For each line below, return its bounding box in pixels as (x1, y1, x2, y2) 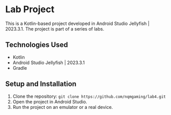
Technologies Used (5, 41, 68, 49)
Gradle (12, 65, 27, 71)
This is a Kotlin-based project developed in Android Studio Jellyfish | (5, 20, 150, 26)
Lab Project (5, 4, 55, 15)
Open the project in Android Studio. (12, 98, 88, 105)
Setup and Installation (5, 80, 77, 89)
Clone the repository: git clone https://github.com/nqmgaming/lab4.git (12, 93, 166, 99)
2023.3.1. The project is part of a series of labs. (5, 25, 105, 32)
